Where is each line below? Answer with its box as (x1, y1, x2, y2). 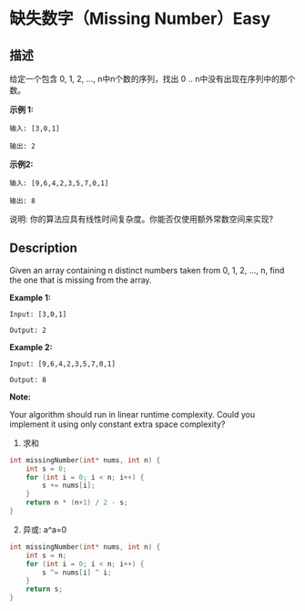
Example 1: (9, 292, 52, 303)
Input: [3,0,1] (9, 309, 67, 319)
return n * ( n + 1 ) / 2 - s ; (25, 498, 128, 507)
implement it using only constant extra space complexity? (9, 419, 226, 430)
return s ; (25, 585, 64, 594)
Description (9, 241, 77, 256)
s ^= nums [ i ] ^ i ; (42, 567, 112, 577)
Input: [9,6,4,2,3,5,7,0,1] (9, 359, 117, 368)
